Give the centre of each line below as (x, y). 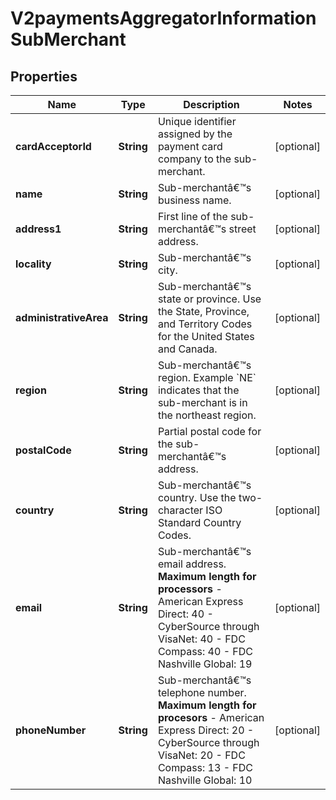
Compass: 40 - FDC (205, 651)
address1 (38, 229)
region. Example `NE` (207, 377)
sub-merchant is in (202, 402)
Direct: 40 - (185, 614)
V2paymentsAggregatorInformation (163, 18)
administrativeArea (62, 317)
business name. (194, 200)
